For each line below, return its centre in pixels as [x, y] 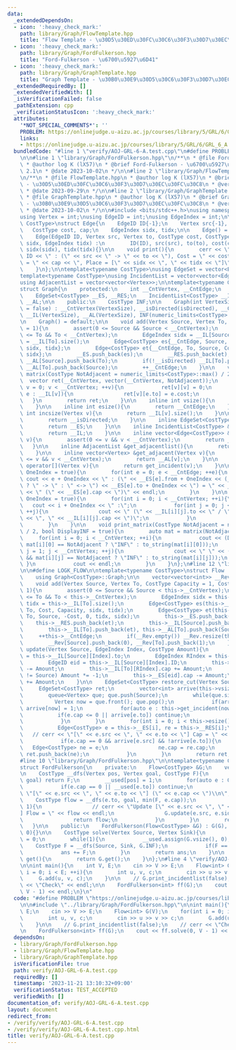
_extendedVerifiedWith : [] [53, 92]
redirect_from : [29, 1016]
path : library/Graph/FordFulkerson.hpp [78, 54]
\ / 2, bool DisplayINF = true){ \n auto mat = [100, 531]
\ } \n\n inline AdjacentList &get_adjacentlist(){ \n [106, 446]
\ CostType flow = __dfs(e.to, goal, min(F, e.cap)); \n [108, 800]
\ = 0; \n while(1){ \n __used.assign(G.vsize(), [119, 839]
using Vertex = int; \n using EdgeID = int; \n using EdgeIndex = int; [120, 217]
